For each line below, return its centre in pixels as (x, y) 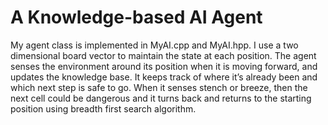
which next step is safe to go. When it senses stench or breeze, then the (159, 87)
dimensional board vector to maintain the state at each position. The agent (163, 55)
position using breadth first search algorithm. (103, 108)
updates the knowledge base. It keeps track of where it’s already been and (164, 77)
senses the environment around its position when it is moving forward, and (164, 66)
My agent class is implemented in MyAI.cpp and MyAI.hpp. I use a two (154, 45)
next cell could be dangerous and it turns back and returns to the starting (161, 98)
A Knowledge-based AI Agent (136, 17)
